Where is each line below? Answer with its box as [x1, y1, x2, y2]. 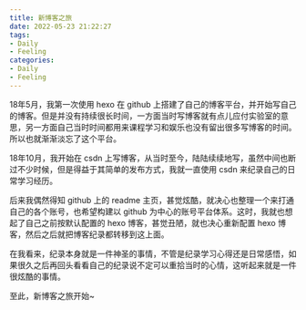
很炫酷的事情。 [9, 271, 66, 282]
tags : [9, 30, 30, 39]
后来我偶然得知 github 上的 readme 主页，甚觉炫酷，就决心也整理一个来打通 [9, 194, 294, 205]
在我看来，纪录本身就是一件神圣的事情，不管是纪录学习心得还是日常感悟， [9, 248, 289, 259]
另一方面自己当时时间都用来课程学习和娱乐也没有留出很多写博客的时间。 [25, 121, 297, 132]
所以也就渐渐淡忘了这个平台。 [9, 133, 121, 144]
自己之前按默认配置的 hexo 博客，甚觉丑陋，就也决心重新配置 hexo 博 [25, 217, 287, 228]
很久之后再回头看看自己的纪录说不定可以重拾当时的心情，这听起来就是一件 [16, 259, 297, 270]
